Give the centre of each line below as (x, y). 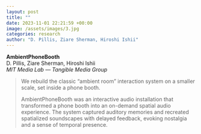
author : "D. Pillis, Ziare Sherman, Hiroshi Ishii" (72, 40)
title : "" (19, 17)
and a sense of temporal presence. (64, 125)
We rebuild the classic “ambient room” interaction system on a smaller (108, 81)
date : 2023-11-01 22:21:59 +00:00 (50, 23)
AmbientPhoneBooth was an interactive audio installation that (97, 99)
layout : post (23, 12)
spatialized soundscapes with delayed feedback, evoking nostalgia (104, 118)
